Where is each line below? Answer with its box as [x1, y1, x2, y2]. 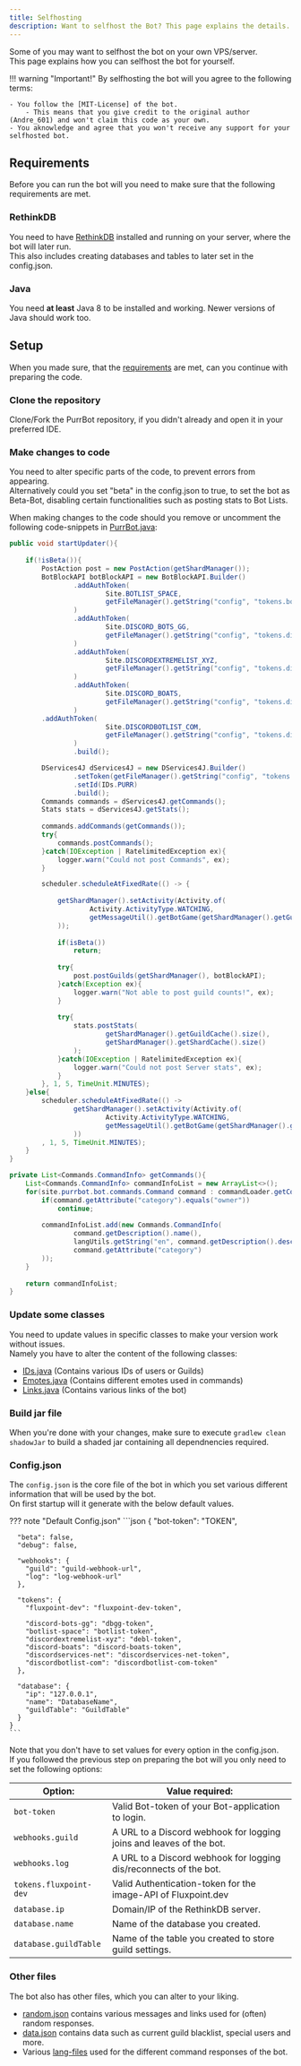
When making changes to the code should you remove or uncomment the [9, 512, 281, 523]
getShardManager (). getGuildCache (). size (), [105, 1029, 271, 1039]
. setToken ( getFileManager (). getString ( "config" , [73, 771, 258, 780]
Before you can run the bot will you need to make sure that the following [9, 179, 276, 190]
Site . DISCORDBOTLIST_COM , [105, 722, 202, 731]
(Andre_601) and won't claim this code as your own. [9, 116, 211, 125]
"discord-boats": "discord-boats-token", [25, 1643, 182, 1652]
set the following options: [9, 1764, 103, 1775]
